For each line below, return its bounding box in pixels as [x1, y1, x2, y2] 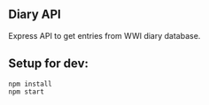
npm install [8, 79, 52, 88]
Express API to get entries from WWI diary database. [8, 30, 201, 41]
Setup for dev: [8, 56, 89, 71]
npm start [8, 87, 45, 96]
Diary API [8, 7, 61, 22]
